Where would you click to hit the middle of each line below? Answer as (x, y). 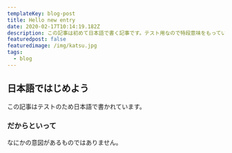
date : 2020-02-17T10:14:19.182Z (54, 26)
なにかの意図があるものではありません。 (65, 142)
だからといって (32, 126)
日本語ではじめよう (48, 88)
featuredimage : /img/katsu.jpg (52, 46)
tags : (15, 53)
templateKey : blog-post (41, 13)
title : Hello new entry (41, 20)
